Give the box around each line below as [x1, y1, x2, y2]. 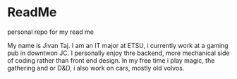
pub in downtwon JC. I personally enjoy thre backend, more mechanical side [7, 49, 230, 57]
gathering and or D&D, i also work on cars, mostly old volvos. [7, 63, 185, 72]
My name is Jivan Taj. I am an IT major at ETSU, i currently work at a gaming [7, 41, 229, 49]
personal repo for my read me [7, 28, 94, 36]
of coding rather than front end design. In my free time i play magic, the [7, 56, 215, 64]
